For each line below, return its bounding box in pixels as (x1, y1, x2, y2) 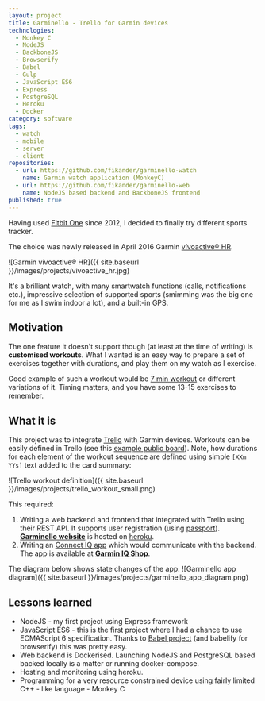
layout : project (8, 11, 62, 20)
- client (15, 152, 44, 160)
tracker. (8, 226, 33, 236)
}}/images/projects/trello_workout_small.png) (8, 484, 156, 494)
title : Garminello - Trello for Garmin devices (8, 19, 169, 27)
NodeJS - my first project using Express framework (19, 616, 189, 626)
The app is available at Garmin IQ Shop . (19, 549, 151, 558)
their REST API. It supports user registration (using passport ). (19, 523, 221, 533)
